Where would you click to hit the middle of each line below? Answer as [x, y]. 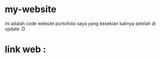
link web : [25, 50]
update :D [15, 28]
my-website [31, 9]
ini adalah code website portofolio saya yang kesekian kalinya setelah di [80, 23]
